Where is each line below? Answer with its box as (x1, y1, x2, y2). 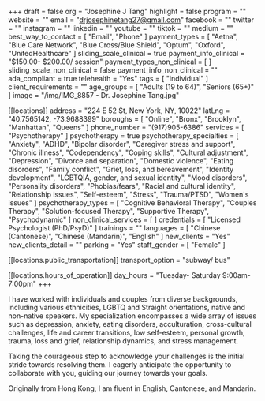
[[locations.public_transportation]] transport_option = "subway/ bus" (8, 256, 230, 264)
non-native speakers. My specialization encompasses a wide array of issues (8, 311, 257, 320)
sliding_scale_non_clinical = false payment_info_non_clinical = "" (8, 66, 218, 74)
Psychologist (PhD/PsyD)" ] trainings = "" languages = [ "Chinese (8, 223, 221, 232)
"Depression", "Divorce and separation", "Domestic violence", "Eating (8, 156, 234, 165)
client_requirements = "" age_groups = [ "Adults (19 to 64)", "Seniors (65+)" (8, 82, 255, 92)
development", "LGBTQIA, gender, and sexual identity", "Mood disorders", (8, 173, 248, 182)
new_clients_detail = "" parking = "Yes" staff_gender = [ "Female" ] (8, 240, 226, 249)
